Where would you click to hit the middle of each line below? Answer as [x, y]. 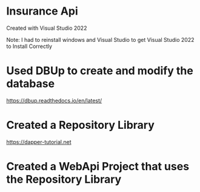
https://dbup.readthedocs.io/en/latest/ [54, 100]
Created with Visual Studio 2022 [47, 28]
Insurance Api [42, 11]
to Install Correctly [29, 46]
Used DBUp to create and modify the [100, 71]
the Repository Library [64, 179]
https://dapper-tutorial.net [39, 142]
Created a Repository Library [80, 125]
